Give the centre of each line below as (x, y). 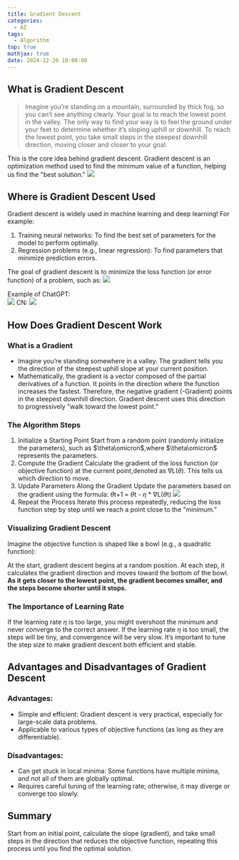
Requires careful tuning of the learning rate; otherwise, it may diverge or (124, 786)
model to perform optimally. (59, 243)
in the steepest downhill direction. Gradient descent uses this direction (121, 399)
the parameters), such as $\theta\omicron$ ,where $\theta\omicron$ (117, 448)
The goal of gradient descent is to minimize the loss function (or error (110, 272)
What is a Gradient (40, 345)
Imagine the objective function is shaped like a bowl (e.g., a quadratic (110, 544)
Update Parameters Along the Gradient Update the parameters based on (124, 486)
